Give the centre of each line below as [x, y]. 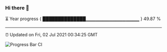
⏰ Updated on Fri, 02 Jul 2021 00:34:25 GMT [51, 35]
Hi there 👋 [17, 8]
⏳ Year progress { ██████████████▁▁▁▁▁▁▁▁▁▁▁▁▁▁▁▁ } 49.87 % [83, 19]
